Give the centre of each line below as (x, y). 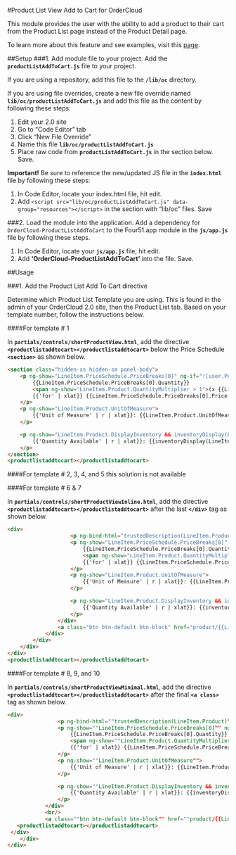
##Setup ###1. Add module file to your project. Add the (87, 58)
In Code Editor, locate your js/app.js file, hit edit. (88, 251)
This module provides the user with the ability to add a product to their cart (116, 24)
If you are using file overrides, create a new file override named (99, 93)
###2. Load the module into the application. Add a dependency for (104, 222)
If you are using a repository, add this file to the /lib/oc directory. (102, 80)
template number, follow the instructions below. (76, 315)
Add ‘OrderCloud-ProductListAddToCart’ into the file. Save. (105, 259)
